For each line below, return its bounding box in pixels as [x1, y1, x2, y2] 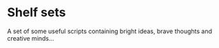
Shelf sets [7, 5, 66, 20]
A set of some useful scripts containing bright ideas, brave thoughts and [7, 27, 212, 35]
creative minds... [7, 34, 54, 42]
